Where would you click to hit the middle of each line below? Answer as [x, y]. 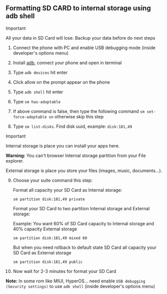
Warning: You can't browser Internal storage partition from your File [76, 156]
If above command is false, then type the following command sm [79, 111]
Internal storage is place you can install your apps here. [63, 145]
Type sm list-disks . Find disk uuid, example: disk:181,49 [72, 126]
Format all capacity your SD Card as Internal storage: [67, 190]
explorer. [15, 161]
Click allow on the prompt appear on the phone [61, 82]
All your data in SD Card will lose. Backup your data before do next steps [80, 38]
